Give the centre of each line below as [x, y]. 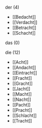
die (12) [13, 52]
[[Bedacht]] [24, 17]
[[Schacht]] [24, 33]
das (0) [12, 43]
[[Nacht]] [21, 99]
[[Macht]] [22, 94]
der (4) [12, 7]
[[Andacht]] [24, 68]
